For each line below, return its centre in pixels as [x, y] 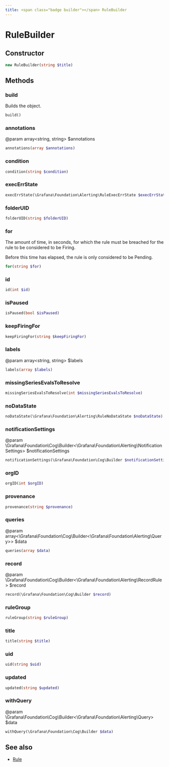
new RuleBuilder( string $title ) [39, 65]
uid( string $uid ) [23, 665]
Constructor [25, 53]
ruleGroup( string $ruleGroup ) [37, 618]
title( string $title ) [28, 641]
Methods [20, 80]
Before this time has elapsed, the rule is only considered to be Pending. [79, 257]
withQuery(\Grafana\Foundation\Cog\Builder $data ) [59, 731]
